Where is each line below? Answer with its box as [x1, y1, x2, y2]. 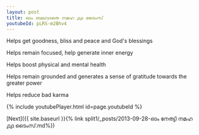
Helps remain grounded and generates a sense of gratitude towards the [6, 73, 187, 80]
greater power [6, 79, 42, 87]
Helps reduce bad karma [6, 91, 69, 99]
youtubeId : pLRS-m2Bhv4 [6, 20, 67, 26]
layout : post [6, 9, 40, 15]
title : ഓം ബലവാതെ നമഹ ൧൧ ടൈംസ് [6, 15, 103, 21]
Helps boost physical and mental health [6, 61, 106, 68]
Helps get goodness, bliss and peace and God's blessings [6, 37, 153, 45]
